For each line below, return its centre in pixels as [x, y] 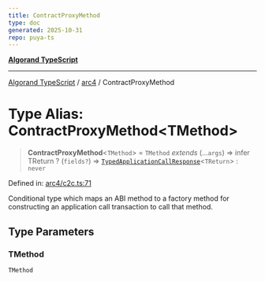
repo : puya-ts [32, 37]
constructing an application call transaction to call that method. [110, 207]
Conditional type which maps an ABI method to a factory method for [119, 198]
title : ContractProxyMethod [54, 15]
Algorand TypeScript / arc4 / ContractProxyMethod [91, 83]
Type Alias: [46, 114]
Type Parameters [51, 232]
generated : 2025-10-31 [45, 30]
